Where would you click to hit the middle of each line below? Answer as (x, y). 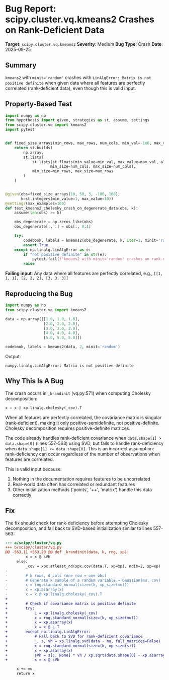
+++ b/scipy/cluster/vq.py (33, 548)
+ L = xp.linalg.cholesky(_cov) (52, 613)
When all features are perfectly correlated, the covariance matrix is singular (83, 417)
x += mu (24, 669)
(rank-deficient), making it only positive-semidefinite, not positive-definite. (82, 423)
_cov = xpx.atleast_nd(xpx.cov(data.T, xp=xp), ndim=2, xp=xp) (93, 566)
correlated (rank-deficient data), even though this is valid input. (71, 88)
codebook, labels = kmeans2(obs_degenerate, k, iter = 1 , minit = (91, 240)
